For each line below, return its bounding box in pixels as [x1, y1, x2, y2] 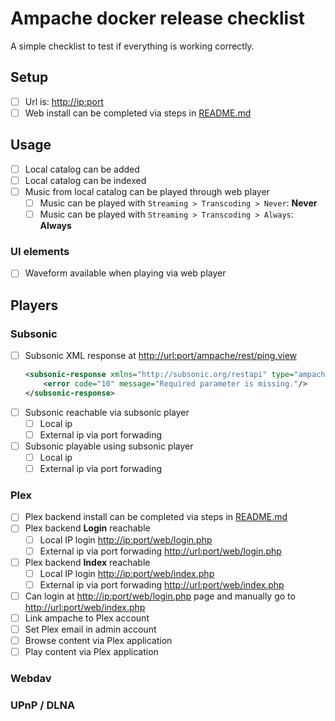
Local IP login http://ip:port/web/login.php [39, 533, 213, 546]
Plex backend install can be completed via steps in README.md [24, 511, 288, 523]
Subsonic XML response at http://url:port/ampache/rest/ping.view [24, 350, 298, 362]
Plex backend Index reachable [24, 556, 151, 568]
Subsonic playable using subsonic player [24, 440, 194, 452]
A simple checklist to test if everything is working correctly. [10, 40, 255, 52]
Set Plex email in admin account [24, 623, 157, 635]
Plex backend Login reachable [24, 522, 151, 534]
